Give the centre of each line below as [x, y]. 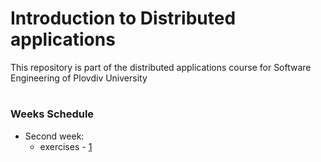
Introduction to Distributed [123, 18]
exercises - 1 [66, 146]
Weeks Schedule [52, 114]
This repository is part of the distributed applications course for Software [161, 67]
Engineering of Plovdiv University [79, 78]
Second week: [54, 136]
